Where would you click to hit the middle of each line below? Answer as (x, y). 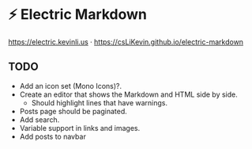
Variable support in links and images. (80, 128)
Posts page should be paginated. (73, 111)
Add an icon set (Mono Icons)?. (71, 86)
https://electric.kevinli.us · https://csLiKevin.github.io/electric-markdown (126, 42)
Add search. (39, 120)
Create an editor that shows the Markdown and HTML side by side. (129, 94)
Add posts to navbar (53, 136)
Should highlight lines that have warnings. (100, 102)
